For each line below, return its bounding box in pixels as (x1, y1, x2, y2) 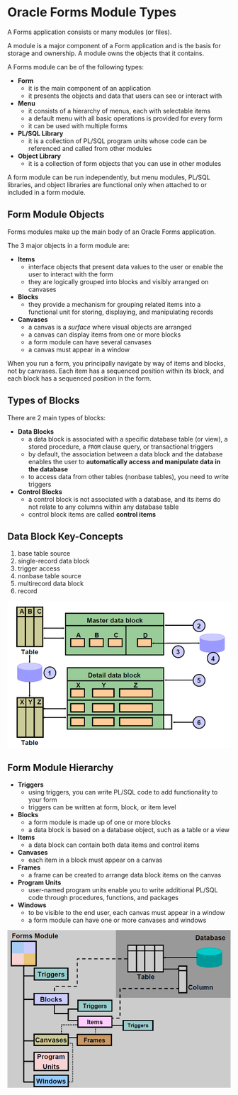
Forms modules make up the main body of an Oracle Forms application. (7, 228, 216, 236)
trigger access (17, 564, 60, 573)
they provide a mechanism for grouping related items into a (28, 300, 201, 308)
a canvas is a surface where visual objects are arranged (28, 322, 193, 331)
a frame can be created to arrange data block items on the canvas (28, 871, 222, 880)
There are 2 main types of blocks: (7, 413, 106, 422)
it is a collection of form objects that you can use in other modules (28, 159, 222, 167)
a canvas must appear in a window (28, 345, 130, 354)
